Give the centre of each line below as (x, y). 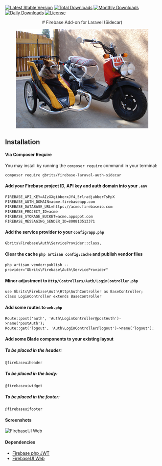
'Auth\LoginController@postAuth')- (85, 319)
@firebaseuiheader (24, 363)
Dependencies (20, 442)
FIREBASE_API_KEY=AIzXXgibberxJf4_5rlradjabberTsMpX (60, 197)
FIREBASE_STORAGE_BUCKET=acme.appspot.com (49, 216)
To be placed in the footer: (33, 396)
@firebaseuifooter (24, 409)
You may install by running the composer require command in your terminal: (81, 165)
